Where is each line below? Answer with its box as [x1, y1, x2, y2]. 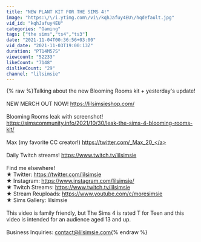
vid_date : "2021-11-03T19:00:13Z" [6, 43, 94, 49]
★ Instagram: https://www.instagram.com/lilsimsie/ [6, 177, 134, 185]
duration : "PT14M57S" [6, 48, 61, 54]
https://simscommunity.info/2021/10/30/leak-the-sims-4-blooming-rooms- [6, 119, 193, 127]
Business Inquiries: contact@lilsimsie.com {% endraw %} [6, 229, 148, 236]
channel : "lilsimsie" [6, 71, 61, 77]
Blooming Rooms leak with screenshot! [6, 113, 104, 120]
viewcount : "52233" [6, 54, 56, 60]
